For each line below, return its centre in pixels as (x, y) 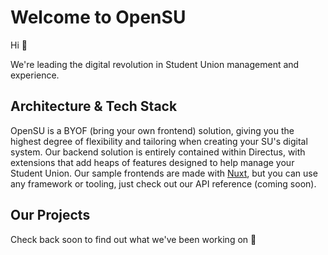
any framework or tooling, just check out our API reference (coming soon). (163, 183)
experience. (35, 75)
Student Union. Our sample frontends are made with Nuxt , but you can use (164, 173)
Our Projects (50, 215)
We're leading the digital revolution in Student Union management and (155, 64)
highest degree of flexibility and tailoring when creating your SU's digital (159, 141)
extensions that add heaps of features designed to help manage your (152, 162)
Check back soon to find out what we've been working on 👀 (133, 239)
